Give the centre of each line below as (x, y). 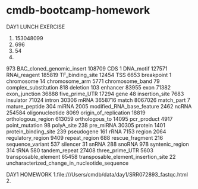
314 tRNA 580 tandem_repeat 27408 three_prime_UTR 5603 (80, 150)
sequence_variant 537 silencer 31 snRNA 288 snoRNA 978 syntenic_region (98, 144)
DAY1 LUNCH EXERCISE (36, 27)
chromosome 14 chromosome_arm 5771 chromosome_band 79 (83, 81)
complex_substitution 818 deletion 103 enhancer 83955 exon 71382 (89, 87)
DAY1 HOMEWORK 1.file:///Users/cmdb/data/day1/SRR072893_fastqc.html (97, 174)
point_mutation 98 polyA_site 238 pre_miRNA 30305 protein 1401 (86, 125)
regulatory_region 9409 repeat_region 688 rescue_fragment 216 (85, 137)
